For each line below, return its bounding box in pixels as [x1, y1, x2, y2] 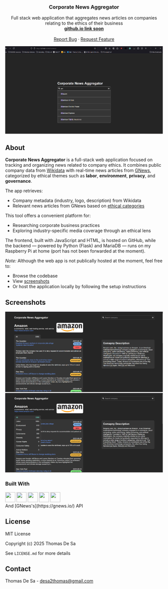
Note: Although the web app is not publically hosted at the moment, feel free [5, 258, 162, 264]
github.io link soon [64, 26, 104, 32]
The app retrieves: [5, 188, 43, 194]
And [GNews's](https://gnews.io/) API [5, 503, 83, 509]
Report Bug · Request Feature [53, 36, 114, 42]
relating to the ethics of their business [44, 20, 123, 26]
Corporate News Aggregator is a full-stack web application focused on [5, 157, 153, 163]
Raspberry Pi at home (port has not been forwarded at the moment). [5, 248, 146, 254]
